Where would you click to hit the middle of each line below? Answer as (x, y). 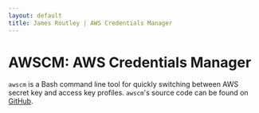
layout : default (35, 16)
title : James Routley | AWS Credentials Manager (90, 23)
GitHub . (21, 101)
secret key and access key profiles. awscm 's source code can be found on (128, 93)
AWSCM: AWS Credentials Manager (130, 62)
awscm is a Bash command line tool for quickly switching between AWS (124, 84)
